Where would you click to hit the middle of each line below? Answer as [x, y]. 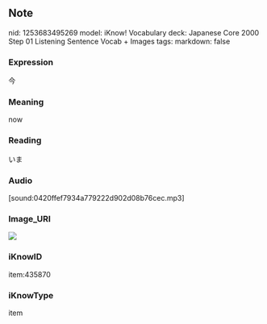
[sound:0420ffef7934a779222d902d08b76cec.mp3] [96, 198]
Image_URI [29, 218]
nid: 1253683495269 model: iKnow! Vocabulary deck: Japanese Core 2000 [134, 32]
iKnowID [25, 257]
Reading [25, 140]
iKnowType [31, 295]
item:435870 [29, 274]
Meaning [26, 102]
